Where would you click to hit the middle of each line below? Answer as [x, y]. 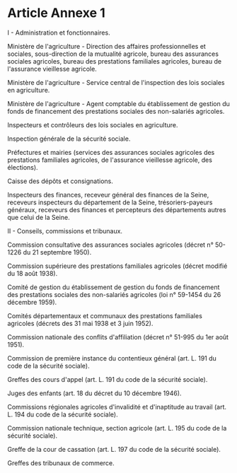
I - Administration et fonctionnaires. [59, 33]
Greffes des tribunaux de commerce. [61, 463]
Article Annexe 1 [57, 13]
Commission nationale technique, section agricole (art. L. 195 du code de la [117, 428]
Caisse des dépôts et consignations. [60, 181]
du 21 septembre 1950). [57, 252]
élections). [23, 167]
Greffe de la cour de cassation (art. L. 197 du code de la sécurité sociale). [114, 449]
